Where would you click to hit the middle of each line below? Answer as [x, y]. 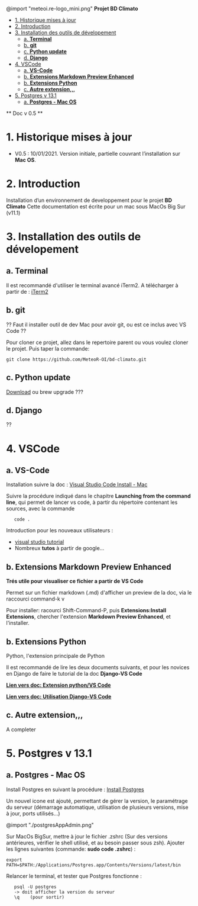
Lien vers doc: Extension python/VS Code [59, 685]
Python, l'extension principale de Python [56, 656]
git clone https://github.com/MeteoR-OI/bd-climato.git [76, 359]
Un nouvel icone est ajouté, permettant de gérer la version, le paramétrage [97, 801]
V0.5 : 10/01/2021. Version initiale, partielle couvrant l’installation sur [98, 153]
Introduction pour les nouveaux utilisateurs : [60, 531]
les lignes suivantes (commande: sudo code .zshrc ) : [71, 849]
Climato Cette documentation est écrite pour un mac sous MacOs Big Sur [96, 206]
